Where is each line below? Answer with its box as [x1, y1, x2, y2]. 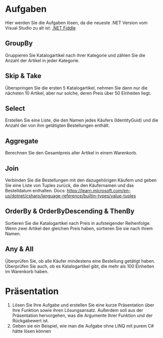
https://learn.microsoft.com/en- [67, 188, 131, 193]
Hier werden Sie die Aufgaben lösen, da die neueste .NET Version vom [5, 20, 148, 26]
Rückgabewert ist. [12, 317, 49, 323]
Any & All [5, 245, 34, 253]
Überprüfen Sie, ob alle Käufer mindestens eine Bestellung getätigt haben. [5, 258, 156, 264]
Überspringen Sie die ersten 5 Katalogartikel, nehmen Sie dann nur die [5, 85, 148, 91]
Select [5, 104, 26, 113]
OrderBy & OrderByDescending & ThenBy [5, 207, 135, 215]
